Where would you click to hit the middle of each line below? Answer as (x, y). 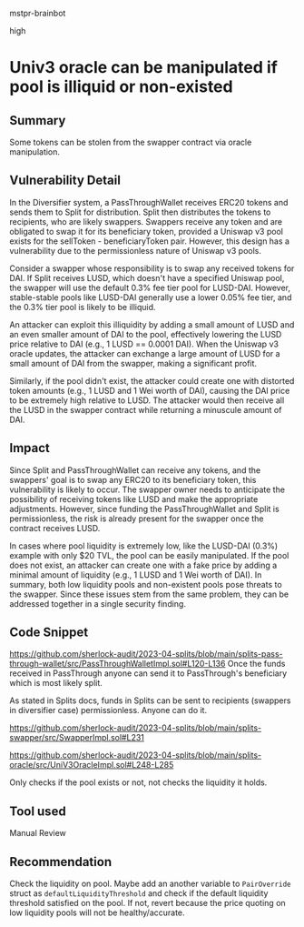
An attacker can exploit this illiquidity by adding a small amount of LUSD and (152, 324)
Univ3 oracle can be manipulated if (144, 68)
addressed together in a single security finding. (98, 603)
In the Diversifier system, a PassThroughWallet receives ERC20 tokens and (149, 202)
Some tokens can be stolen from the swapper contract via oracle (131, 142)
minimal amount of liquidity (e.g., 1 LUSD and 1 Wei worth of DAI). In (136, 574)
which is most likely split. (56, 683)
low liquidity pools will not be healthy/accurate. (97, 912)
